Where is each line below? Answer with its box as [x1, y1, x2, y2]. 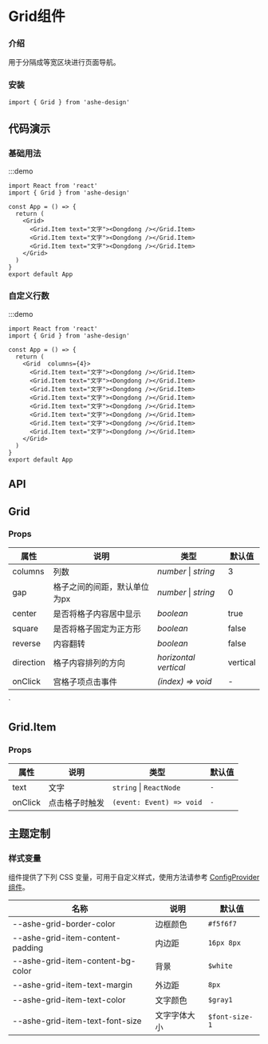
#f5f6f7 [207, 919, 237, 929]
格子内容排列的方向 [53, 657, 126, 668]
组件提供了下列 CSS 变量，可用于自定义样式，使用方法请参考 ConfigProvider [8, 873, 260, 882]
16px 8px [207, 938, 242, 948]
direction [12, 657, 46, 668]
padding [12, 942, 44, 954]
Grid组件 [8, 7, 65, 26]
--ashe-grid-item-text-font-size [12, 1015, 142, 1026]
